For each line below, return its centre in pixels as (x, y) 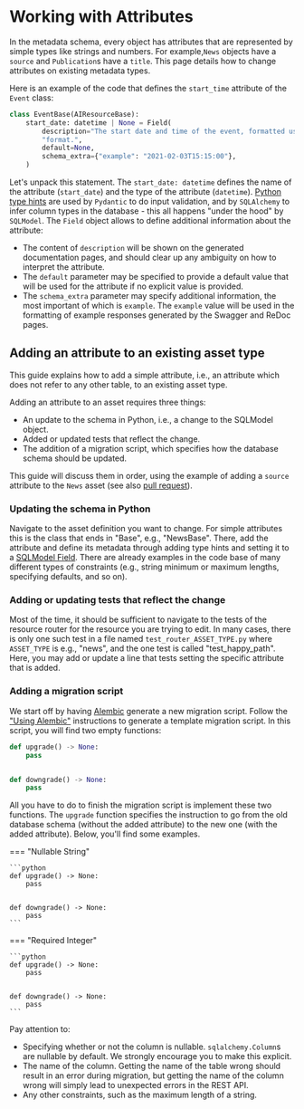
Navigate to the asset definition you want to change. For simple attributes (146, 529)
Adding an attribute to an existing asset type (137, 354)
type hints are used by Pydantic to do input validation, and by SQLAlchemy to (150, 202)
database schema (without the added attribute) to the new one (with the (143, 825)
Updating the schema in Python (80, 509)
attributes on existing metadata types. (80, 71)
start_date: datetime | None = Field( (99, 123)
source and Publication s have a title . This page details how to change (143, 61)
